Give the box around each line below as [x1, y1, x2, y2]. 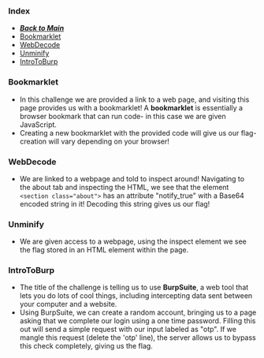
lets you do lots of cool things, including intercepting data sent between [19, 291, 253, 300]
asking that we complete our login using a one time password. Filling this [19, 316, 256, 326]
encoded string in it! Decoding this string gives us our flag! [19, 199, 210, 208]
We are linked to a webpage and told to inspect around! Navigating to [19, 173, 245, 183]
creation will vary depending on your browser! [19, 136, 169, 146]
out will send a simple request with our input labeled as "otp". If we [19, 325, 236, 334]
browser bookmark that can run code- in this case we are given [19, 111, 226, 121]
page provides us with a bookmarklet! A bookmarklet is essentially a [19, 103, 243, 112]
